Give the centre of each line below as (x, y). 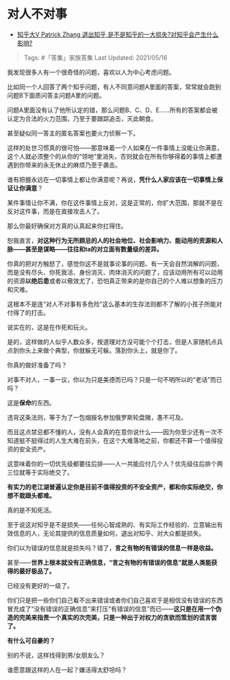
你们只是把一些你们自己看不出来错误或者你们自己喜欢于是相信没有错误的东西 (115, 600)
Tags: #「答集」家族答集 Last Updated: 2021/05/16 (95, 57)
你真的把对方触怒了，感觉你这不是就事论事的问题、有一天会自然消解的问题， (115, 263)
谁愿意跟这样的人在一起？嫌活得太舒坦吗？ (67, 670)
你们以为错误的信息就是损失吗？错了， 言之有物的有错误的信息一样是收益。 (112, 547)
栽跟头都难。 (37, 495)
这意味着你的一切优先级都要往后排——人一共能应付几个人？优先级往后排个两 (115, 464)
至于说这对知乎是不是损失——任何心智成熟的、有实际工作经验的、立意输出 (112, 524)
